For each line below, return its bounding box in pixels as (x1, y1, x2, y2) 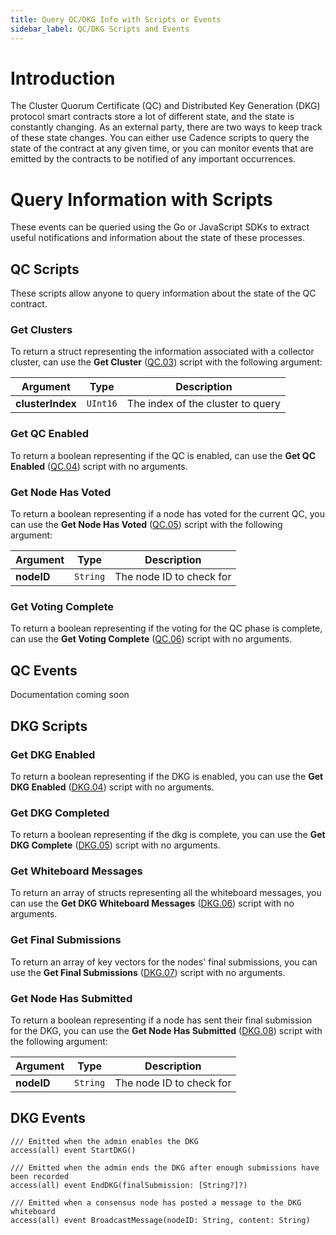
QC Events (10, 662, 78, 679)
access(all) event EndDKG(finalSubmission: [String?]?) (10, 1180, 248, 1190)
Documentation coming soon (10, 689, 130, 701)
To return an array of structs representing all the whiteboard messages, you (10, 887, 322, 899)
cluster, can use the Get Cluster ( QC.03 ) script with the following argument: (10, 356, 323, 368)
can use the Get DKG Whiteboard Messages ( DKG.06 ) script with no (10, 897, 295, 910)
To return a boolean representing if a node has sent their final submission (10, 1014, 313, 1026)
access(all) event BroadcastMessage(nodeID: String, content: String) (10, 1215, 311, 1225)
